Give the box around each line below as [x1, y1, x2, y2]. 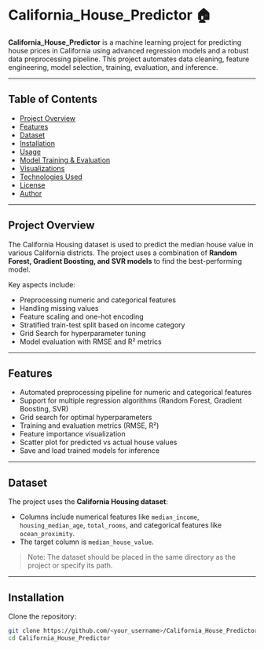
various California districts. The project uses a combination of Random [8, 248, 237, 257]
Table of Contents [8, 93, 98, 106]
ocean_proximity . [19, 529, 75, 539]
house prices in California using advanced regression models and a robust [8, 46, 249, 55]
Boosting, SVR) [19, 404, 69, 414]
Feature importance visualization [19, 429, 126, 439]
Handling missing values [19, 303, 99, 312]
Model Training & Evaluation [19, 155, 111, 165]
